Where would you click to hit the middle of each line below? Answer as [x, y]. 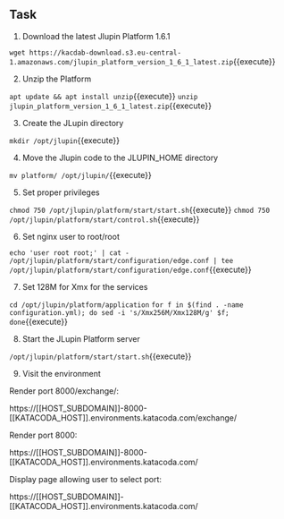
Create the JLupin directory [73, 123]
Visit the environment [61, 373]
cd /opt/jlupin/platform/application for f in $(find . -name [126, 305]
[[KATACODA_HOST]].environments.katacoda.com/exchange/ [123, 417]
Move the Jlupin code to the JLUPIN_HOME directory [120, 157]
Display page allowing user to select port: [86, 479]
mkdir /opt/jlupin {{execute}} [65, 140]
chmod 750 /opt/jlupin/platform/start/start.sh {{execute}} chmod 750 [140, 209]
